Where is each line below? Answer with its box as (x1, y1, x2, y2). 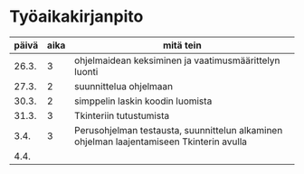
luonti (73, 65, 99, 78)
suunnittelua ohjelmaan (73, 79, 174, 92)
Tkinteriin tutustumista (73, 109, 170, 122)
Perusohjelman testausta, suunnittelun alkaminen (73, 124, 283, 136)
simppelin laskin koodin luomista (73, 95, 213, 107)
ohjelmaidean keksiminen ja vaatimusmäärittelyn (73, 54, 280, 67)
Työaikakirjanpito (9, 6, 144, 27)
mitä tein (162, 39, 202, 51)
